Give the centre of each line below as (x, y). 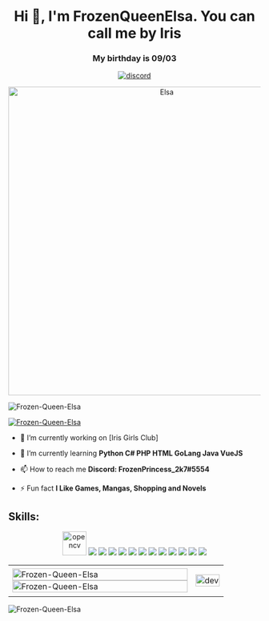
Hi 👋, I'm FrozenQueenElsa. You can (134, 16)
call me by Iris (134, 33)
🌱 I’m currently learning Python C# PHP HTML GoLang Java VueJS (131, 453)
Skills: (24, 517)
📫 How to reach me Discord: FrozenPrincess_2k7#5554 (114, 469)
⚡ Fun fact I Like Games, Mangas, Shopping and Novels (113, 488)
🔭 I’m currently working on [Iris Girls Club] (89, 438)
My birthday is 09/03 (134, 58)
